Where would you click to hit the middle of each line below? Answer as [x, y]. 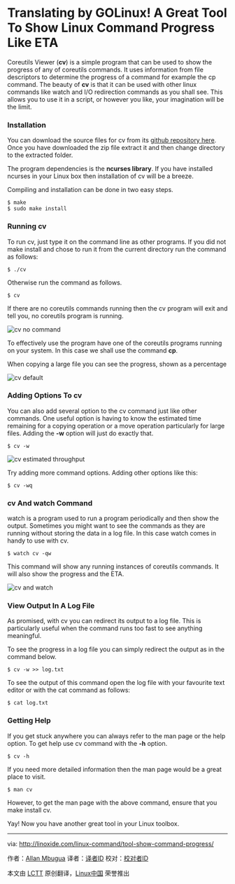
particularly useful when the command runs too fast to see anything [105, 628]
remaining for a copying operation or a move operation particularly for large [116, 426]
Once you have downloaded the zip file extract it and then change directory [116, 148]
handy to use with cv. [38, 540]
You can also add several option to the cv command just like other [102, 411]
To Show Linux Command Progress [111, 28]
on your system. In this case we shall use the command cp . [93, 350]
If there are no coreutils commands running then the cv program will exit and [117, 308]
